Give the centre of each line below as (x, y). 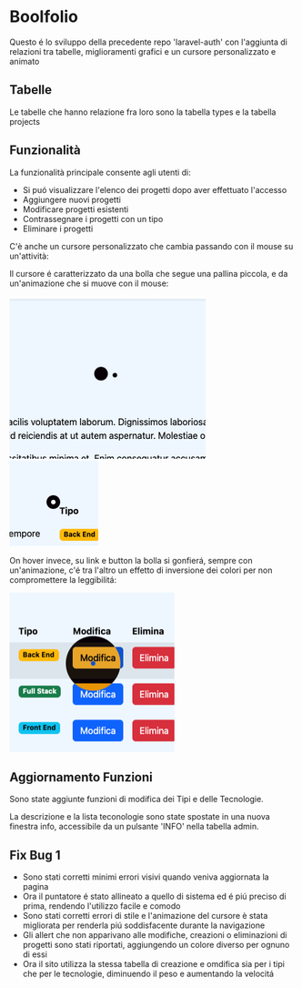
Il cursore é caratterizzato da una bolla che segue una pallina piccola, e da (149, 273)
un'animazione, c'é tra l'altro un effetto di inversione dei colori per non (141, 570)
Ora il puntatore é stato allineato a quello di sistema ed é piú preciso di (154, 896)
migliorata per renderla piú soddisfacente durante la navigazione (144, 925)
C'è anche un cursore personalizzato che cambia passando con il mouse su (151, 246)
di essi (35, 954)
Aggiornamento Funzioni (81, 777)
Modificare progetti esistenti (75, 209)
